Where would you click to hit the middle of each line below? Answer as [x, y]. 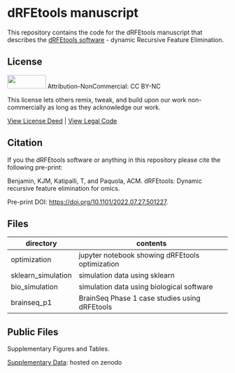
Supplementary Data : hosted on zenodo [65, 362]
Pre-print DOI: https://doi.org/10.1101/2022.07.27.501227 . [88, 202]
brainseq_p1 [31, 303]
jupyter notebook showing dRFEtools [139, 255]
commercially [27, 107]
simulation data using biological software [146, 287]
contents [151, 243]
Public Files [33, 332]
